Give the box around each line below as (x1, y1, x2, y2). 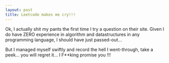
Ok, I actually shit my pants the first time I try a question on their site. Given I (5, 26, 164, 32)
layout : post (5, 7, 33, 13)
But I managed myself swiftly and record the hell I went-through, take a (5, 46, 153, 52)
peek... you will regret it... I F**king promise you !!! (5, 51, 111, 58)
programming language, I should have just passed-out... (5, 36, 122, 43)
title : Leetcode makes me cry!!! (5, 12, 76, 17)
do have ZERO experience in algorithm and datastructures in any (5, 31, 140, 37)
